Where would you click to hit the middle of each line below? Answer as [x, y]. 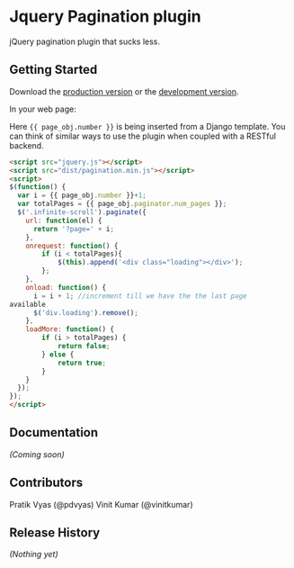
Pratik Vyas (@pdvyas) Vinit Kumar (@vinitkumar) [101, 504]
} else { [58, 354]
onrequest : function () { [72, 246]
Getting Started [53, 70]
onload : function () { [66, 287]
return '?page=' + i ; [74, 229]
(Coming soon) [37, 454]
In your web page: [43, 109]
